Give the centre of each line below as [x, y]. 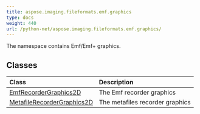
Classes [22, 65]
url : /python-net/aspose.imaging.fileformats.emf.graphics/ [84, 29]
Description [116, 82]
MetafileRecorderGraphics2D [51, 102]
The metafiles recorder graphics [145, 102]
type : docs [20, 18]
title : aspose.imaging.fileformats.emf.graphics [69, 12]
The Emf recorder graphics [137, 93]
